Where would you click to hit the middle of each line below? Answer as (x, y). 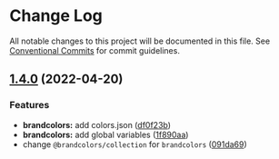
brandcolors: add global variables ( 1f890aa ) (105, 134)
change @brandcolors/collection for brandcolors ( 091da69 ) (135, 144)
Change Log (56, 16)
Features (30, 105)
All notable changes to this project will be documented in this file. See (140, 41)
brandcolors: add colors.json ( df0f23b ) (96, 124)
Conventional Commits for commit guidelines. (95, 50)
